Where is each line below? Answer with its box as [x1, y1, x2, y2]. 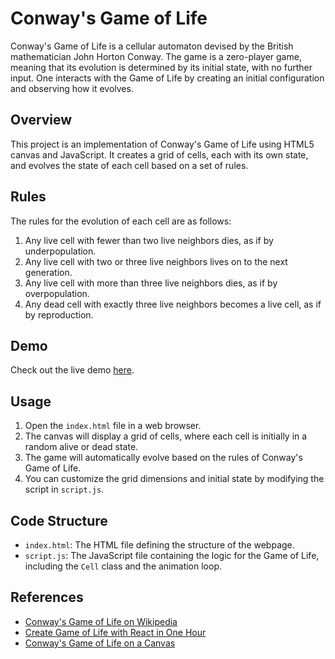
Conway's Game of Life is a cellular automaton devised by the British [10, 40, 294, 52]
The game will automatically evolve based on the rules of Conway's [24, 452, 303, 464]
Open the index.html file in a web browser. [24, 420, 202, 432]
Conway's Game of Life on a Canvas [24, 637, 176, 649]
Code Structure [10, 512, 108, 529]
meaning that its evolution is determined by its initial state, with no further [10, 61, 313, 73]
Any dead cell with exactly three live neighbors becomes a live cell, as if [24, 298, 322, 310]
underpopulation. [24, 245, 97, 257]
